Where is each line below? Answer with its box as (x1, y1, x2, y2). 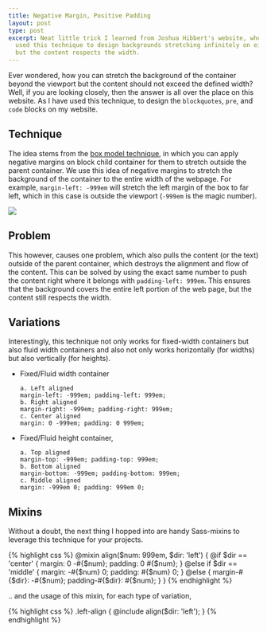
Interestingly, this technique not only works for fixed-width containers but (8, 336, 249, 347)
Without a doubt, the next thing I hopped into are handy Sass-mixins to (8, 527, 240, 536)
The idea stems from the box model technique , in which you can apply (8, 148, 239, 158)
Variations (8, 316, 61, 329)
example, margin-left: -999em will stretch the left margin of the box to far (8, 183, 249, 192)
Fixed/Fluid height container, (19, 434, 114, 443)
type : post (8, 26, 44, 34)
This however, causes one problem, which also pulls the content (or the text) (8, 250, 259, 260)
